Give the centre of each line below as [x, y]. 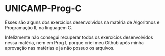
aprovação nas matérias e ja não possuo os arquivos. [60, 48]
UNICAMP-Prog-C [43, 9]
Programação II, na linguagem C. [39, 27]
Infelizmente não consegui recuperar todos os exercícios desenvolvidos [79, 37]
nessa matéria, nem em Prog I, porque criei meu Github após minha [74, 42]
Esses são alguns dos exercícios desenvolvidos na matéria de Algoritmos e [82, 22]
